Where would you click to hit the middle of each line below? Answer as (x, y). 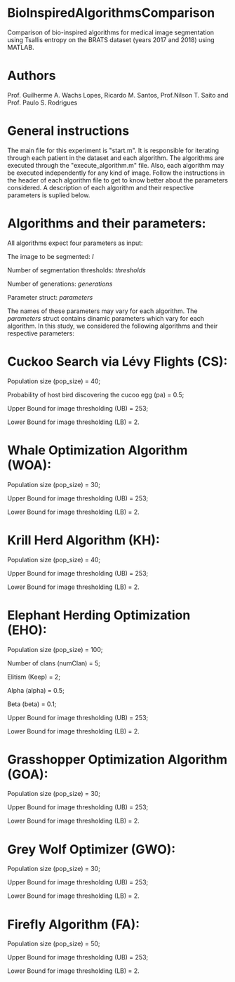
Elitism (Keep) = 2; (34, 677)
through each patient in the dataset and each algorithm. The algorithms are (116, 158)
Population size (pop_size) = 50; (54, 944)
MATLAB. (21, 47)
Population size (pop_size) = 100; (55, 649)
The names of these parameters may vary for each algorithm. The (102, 311)
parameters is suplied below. (49, 195)
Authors (32, 76)
